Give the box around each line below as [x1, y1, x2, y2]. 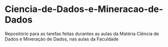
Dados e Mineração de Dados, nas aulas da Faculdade [5, 36, 119, 42]
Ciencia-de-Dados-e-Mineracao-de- [5, 3, 163, 15]
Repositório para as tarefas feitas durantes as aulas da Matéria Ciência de [5, 30, 159, 36]
